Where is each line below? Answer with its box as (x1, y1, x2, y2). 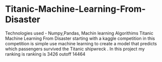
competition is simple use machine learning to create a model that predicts (5, 40, 157, 46)
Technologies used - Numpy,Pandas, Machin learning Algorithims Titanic (5, 30, 154, 36)
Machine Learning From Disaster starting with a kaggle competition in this (5, 35, 155, 41)
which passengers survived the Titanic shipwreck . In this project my (5, 46, 145, 52)
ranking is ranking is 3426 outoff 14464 (5, 51, 85, 57)
